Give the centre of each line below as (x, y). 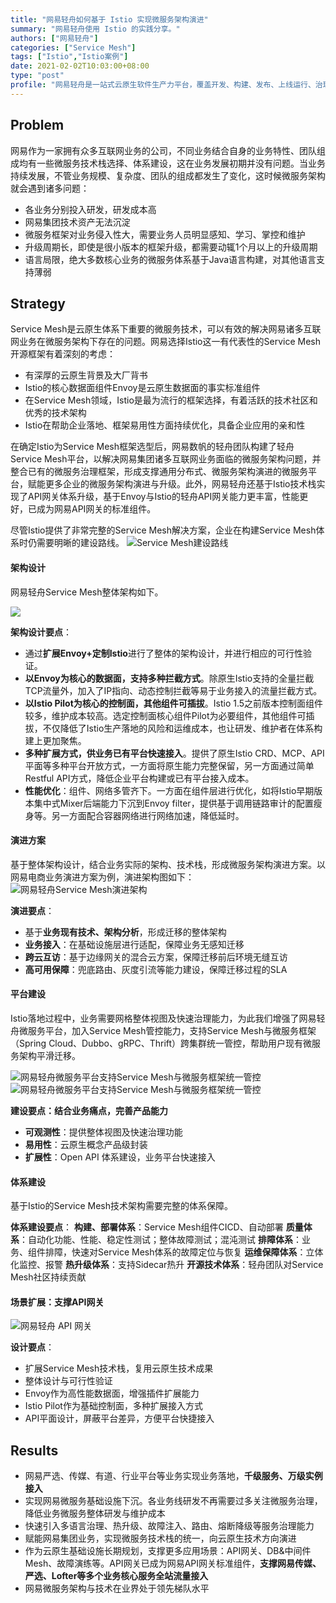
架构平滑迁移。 (49, 1055)
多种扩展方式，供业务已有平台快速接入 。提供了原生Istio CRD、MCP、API (174, 753)
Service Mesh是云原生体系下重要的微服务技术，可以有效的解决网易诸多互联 (166, 329)
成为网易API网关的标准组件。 (96, 509)
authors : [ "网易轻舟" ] (54, 38)
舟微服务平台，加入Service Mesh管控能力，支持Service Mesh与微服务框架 (163, 1030)
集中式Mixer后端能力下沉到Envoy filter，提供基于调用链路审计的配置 (173, 803)
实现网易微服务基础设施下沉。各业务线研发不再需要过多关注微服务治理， (173, 1501)
